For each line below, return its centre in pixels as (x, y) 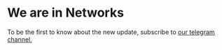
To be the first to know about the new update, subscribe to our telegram (111, 32)
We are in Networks (66, 13)
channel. (20, 39)
